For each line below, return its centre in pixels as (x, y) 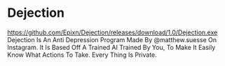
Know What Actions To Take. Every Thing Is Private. (82, 55)
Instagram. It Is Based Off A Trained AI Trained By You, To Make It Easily (111, 47)
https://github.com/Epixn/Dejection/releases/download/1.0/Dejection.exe (112, 32)
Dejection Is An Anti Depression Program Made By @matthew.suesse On (112, 39)
